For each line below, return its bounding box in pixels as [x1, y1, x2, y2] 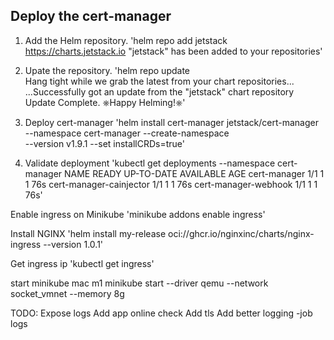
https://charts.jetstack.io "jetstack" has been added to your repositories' [24, 45, 323, 57]
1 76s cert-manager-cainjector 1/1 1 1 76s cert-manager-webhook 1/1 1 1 [24, 178, 318, 190]
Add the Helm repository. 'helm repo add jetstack [24, 34, 228, 46]
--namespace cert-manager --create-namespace [24, 127, 230, 139]
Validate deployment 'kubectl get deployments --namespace [24, 157, 276, 169]
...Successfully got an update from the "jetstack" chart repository [24, 85, 295, 98]
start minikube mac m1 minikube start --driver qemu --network [10, 277, 269, 289]
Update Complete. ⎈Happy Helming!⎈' [24, 96, 186, 108]
